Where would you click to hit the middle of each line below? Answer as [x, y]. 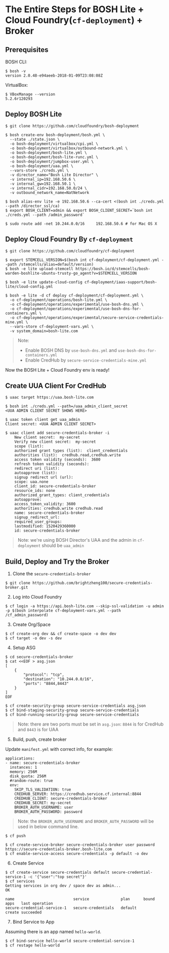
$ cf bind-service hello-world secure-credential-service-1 [70, 941]
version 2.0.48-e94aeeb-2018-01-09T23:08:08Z [54, 76]
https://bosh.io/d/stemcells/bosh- [113, 269]
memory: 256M [24, 772]
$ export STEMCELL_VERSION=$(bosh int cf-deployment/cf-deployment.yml [82, 260]
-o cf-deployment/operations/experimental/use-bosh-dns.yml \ [77, 304]
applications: [20, 759]
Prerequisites [27, 50]
